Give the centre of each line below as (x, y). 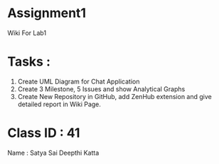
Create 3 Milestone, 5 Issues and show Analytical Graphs (101, 89)
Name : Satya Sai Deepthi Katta (53, 153)
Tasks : (29, 62)
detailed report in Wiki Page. (59, 104)
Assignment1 (47, 13)
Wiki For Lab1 (27, 33)
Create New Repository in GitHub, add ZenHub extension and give (114, 96)
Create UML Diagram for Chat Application (79, 81)
